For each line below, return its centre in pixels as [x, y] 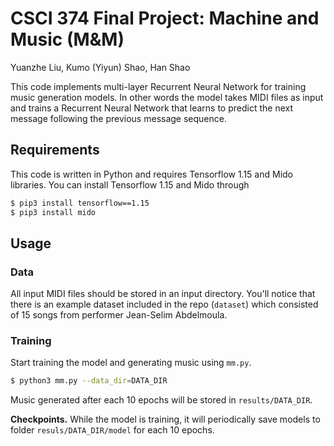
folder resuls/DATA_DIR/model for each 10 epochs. [112, 430]
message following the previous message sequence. [118, 118]
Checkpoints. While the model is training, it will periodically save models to [165, 419]
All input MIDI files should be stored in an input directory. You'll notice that [163, 294]
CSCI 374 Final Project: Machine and [165, 18]
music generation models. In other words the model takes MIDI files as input [167, 97]
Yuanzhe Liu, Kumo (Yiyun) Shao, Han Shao [100, 67]
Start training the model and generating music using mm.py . [131, 363]
